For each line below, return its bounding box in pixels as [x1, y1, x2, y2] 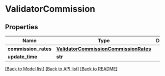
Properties [5, 23, 38, 31]
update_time [7, 54, 38, 60]
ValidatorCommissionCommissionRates [56, 45, 151, 52]
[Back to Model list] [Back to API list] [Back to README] [5, 66, 118, 72]
